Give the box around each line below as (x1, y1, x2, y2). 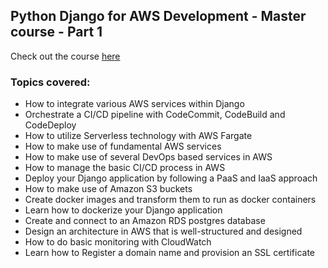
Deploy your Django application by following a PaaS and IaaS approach (24, 172, 318, 184)
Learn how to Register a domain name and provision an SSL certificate (24, 247, 315, 259)
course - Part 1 (10, 24, 103, 41)
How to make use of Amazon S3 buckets (24, 183, 193, 195)
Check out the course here (10, 50, 121, 62)
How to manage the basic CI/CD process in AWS (24, 162, 226, 174)
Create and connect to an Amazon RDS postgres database (24, 215, 266, 227)
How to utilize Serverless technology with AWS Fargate (24, 130, 253, 142)
